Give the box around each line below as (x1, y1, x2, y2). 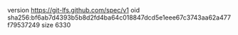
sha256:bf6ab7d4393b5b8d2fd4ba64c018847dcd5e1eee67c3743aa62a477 (7, 13, 232, 22)
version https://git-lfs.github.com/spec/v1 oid (7, 6, 140, 14)
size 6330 (41, 21, 71, 29)
